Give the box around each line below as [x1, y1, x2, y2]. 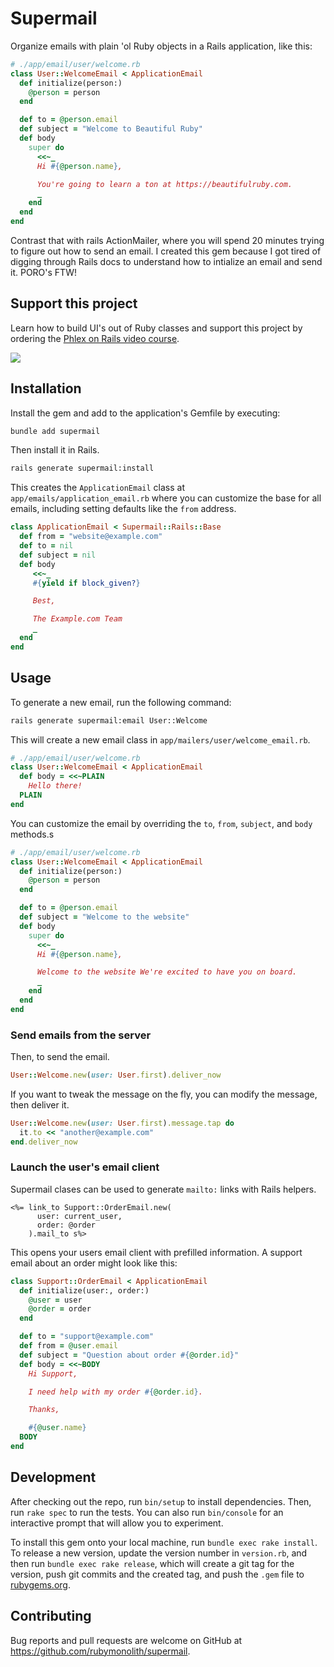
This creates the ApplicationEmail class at [10, 482, 186, 494]
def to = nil [19, 541, 74, 551]
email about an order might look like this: [10, 1257, 178, 1269]
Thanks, [28, 1405, 60, 1415]
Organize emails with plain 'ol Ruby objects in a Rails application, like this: [10, 40, 313, 52]
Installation [10, 380, 82, 397]
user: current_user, [36, 1211, 123, 1221]
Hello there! [28, 781, 83, 791]
